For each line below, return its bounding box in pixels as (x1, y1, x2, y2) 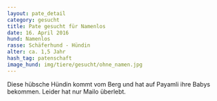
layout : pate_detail (7, 10, 67, 17)
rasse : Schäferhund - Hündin (7, 42, 91, 49)
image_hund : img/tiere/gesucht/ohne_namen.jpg (7, 61, 143, 68)
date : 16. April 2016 (7, 29, 69, 36)
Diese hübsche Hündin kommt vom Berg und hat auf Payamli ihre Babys (7, 80, 211, 88)
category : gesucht (7, 16, 60, 23)
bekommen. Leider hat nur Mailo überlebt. (7, 87, 126, 96)
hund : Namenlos (7, 36, 51, 43)
